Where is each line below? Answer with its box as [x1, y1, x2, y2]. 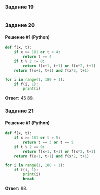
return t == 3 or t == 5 [23, 140, 74, 145]
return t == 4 [23, 54, 52, 59]
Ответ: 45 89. [5, 95, 34, 101]
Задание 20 [5, 22, 35, 29]
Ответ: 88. [5, 186, 28, 192]
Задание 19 [5, 3, 34, 10]
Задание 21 [5, 107, 33, 114]
